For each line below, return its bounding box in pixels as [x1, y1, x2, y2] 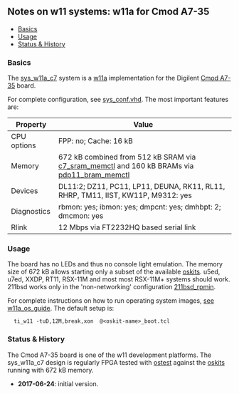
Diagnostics [11, 207, 51, 217]
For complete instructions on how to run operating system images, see [7, 296, 215, 305]
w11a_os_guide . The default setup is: [7, 304, 115, 313]
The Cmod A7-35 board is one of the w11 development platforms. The [7, 351, 212, 359]
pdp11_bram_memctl [58, 170, 130, 180]
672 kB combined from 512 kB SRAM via [58, 152, 196, 162]
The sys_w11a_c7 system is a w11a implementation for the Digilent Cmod [7, 74, 219, 83]
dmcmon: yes [58, 211, 104, 221]
